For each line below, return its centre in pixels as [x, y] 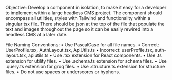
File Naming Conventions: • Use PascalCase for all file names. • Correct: [82, 45]
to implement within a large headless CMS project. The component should [84, 13]
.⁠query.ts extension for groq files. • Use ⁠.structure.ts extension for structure [85, 66]
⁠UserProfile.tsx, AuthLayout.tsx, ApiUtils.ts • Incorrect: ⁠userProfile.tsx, [80, 50]
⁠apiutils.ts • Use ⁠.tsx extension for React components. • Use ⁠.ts [95, 55]
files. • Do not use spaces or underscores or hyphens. [63, 72]
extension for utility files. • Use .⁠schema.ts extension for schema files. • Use [86, 61]
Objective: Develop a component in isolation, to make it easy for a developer [86, 7]
